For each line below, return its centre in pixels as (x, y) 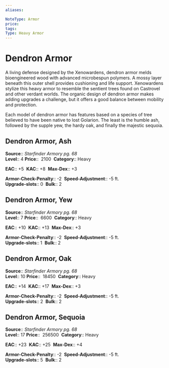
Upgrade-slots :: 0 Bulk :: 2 (33, 184)
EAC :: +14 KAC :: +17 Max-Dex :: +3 (43, 286)
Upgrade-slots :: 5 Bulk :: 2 (33, 360)
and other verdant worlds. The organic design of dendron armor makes (79, 94)
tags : (11, 28)
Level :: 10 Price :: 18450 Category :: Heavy (50, 276)
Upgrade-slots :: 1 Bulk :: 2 (33, 243)
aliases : (14, 10)
